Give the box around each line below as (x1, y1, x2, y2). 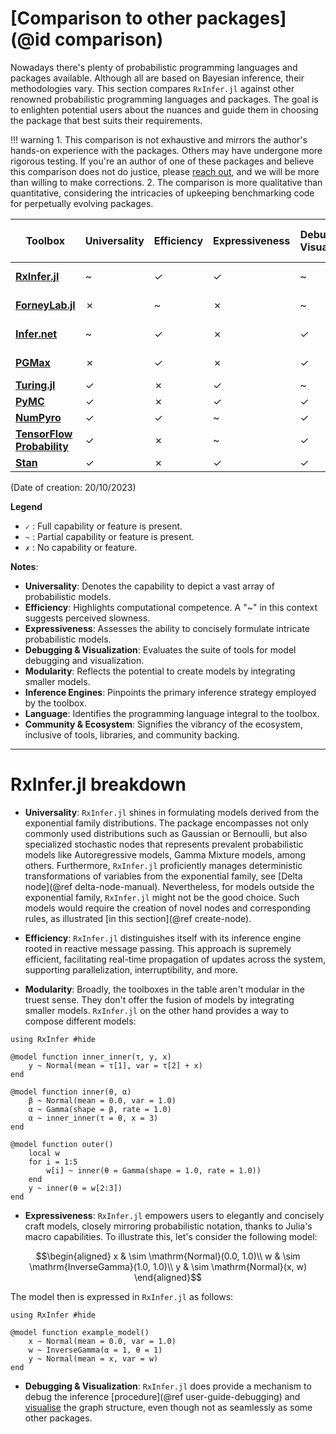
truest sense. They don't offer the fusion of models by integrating (24, 993, 295, 1006)
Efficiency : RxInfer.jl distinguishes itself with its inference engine (24, 932, 302, 944)
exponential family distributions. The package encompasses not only (24, 817, 309, 829)
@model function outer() (10, 1139, 114, 1149)
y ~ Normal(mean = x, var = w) (28, 1353, 159, 1364)
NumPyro (15, 410, 62, 424)
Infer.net (15, 327, 58, 341)
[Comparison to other (10, 7, 193, 30)
